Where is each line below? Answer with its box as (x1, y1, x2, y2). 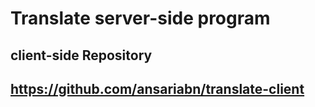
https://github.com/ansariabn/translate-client (10, 80, 305, 97)
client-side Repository (10, 47, 153, 64)
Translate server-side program (10, 7, 271, 30)
